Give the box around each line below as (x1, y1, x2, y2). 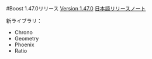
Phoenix (14, 41, 34, 48)
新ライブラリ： (6, 17, 42, 24)
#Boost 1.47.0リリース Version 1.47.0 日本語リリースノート (6, 5, 146, 12)
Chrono (14, 29, 33, 36)
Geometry (14, 35, 39, 42)
